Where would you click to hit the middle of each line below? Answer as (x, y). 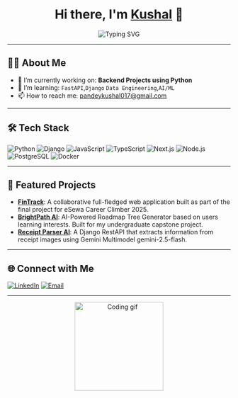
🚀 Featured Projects (52, 184)
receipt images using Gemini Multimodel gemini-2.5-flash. (102, 239)
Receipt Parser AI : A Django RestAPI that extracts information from (115, 232)
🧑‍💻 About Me (37, 63)
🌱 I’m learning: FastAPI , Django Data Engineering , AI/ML (96, 87)
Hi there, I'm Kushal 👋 (119, 15)
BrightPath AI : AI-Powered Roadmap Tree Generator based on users (118, 217)
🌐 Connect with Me (51, 268)
